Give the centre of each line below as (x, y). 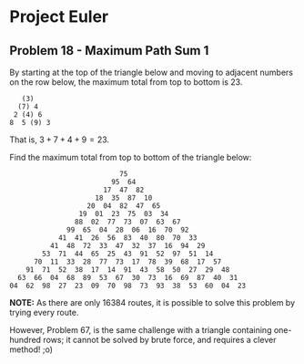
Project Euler (59, 17)
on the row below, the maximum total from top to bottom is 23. (126, 82)
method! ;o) (31, 349)
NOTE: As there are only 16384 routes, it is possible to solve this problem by (152, 302)
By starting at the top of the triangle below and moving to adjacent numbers (152, 72)
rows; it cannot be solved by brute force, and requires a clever (160, 340)
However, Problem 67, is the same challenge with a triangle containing (141, 330)
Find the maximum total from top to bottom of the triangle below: (131, 157)
